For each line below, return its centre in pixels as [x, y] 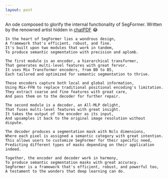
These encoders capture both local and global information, [70, 83]
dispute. [14, 123]
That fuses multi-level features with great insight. [63, 109]
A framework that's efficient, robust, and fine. [59, 43]
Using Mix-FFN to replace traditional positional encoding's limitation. [85, 87]
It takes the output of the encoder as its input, [60, 114]
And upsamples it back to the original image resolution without [75, 118]
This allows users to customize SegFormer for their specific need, [79, 140]
